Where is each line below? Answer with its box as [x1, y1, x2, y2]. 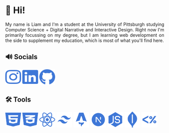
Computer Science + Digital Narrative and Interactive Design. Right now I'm [5, 26, 164, 32]
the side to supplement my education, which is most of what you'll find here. [5, 37, 164, 43]
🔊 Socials [5, 53, 38, 61]
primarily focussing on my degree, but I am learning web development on [5, 32, 164, 38]
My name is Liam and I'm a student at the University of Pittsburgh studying [5, 21, 164, 27]
